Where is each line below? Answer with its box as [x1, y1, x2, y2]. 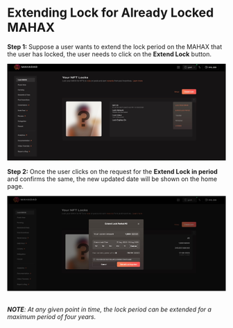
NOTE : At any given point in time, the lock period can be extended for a [7, 305, 212, 313]
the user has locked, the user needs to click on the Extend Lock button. [7, 50, 212, 58]
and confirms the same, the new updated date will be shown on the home [7, 175, 217, 183]
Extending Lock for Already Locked [7, 5, 214, 21]
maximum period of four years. [7, 313, 96, 321]
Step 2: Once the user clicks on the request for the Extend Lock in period [7, 167, 218, 175]
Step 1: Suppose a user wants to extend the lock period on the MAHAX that [7, 42, 223, 51]
